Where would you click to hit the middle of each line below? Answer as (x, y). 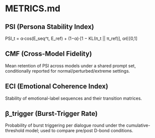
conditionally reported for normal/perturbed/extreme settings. (67, 71)
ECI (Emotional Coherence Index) (57, 86)
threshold (15, 131)
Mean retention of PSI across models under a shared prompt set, (70, 66)
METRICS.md (33, 9)
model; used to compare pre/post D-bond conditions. (79, 131)
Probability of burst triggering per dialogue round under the (65, 125)
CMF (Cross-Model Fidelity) (49, 54)
